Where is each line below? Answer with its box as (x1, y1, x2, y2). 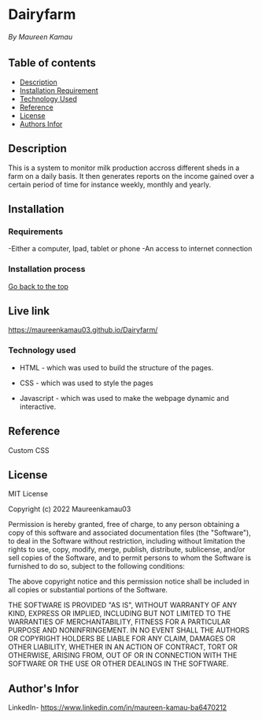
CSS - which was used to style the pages (19, 378, 153, 388)
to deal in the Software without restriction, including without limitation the (8, 536, 245, 546)
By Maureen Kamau (8, 32, 73, 41)
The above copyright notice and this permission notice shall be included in (8, 577, 249, 586)
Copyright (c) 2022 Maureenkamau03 (8, 504, 131, 514)
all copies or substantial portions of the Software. (8, 585, 168, 595)
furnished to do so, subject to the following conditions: (8, 562, 185, 571)
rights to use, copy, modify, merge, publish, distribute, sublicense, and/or (8, 545, 245, 555)
